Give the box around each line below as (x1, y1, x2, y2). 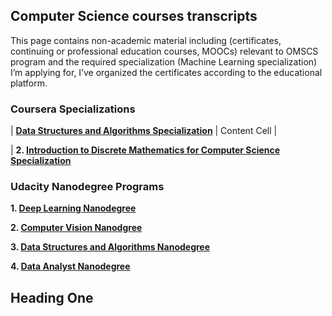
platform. (10, 77, 48, 89)
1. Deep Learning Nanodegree (10, 202, 137, 214)
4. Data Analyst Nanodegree (10, 260, 131, 273)
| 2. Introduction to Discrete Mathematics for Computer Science (10, 144, 281, 156)
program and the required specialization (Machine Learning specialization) (10, 55, 318, 68)
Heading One (10, 289, 94, 306)
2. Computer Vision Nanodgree (10, 222, 143, 234)
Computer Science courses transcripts (10, 8, 258, 25)
